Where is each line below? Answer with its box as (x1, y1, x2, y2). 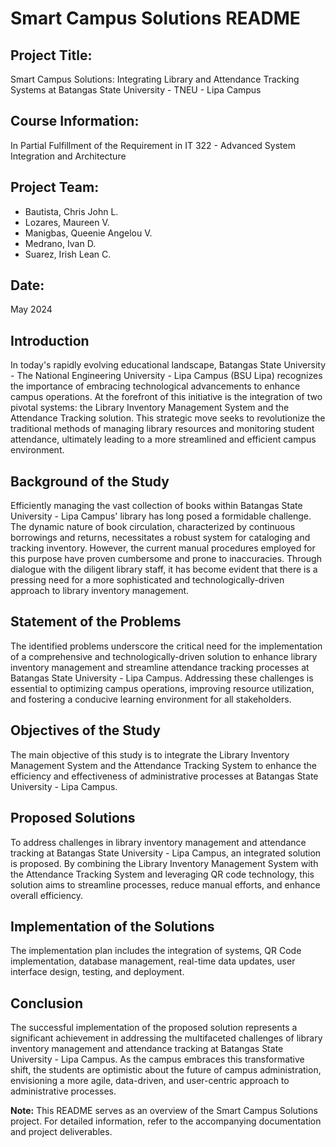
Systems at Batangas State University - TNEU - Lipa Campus (10, 84, 262, 96)
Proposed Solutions (10, 810, 136, 827)
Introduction (10, 332, 90, 349)
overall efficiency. (10, 889, 83, 901)
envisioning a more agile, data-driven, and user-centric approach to (10, 1075, 290, 1087)
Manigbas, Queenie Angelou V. (24, 227, 153, 239)
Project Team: (10, 179, 100, 196)
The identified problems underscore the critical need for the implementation (10, 640, 323, 652)
